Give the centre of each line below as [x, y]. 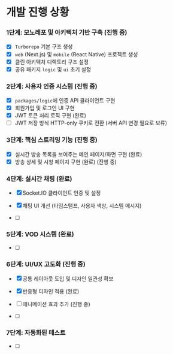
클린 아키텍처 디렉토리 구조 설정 [51, 62]
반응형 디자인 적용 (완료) [51, 291]
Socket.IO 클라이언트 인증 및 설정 [62, 193]
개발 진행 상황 [38, 12]
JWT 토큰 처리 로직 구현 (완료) [51, 116]
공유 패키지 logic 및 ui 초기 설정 [53, 69]
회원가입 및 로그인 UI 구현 [45, 108]
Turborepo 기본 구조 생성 [44, 47]
